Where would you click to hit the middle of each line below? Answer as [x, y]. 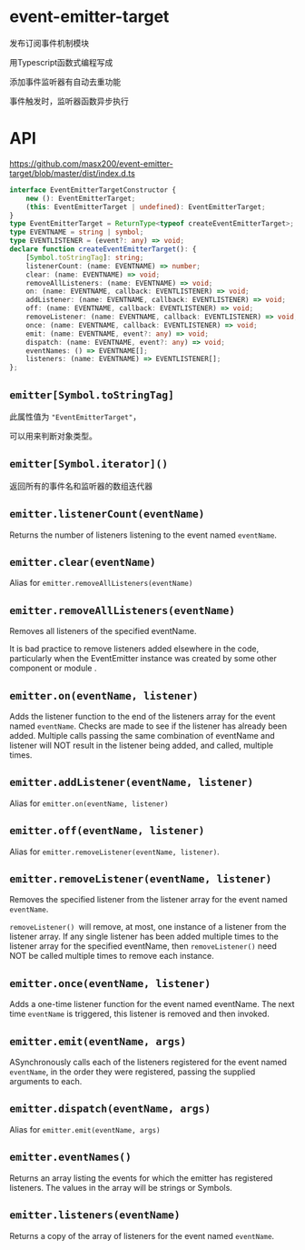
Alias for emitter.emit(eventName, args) [85, 1129]
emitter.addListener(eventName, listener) [132, 782]
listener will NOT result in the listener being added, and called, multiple [142, 745]
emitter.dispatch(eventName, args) [110, 1109]
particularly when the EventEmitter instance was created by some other [143, 659]
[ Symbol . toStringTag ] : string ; [85, 257]
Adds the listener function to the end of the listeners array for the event [143, 716]
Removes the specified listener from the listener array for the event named [148, 900]
